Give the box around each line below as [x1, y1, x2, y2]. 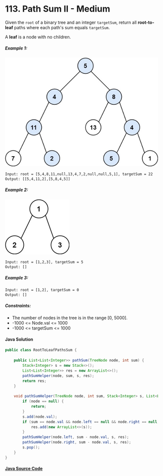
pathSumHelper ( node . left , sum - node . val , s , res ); [22, 435, 130, 440]
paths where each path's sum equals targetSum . [14, 24, 110, 30]
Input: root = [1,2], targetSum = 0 [5, 288, 79, 293]
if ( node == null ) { [22, 399, 64, 404]
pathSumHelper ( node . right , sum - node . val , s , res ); [22, 440, 131, 445]
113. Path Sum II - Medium [5, 3, 111, 15]
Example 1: [5, 45, 28, 51]
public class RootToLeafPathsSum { [5, 348, 77, 353]
